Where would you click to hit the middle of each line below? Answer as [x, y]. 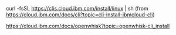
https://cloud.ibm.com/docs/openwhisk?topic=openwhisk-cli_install [88, 26]
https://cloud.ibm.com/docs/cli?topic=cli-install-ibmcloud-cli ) [80, 15]
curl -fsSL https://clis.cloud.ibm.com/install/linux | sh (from [77, 8]
